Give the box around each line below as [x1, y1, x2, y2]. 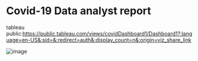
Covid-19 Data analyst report [6, 4, 151, 18]
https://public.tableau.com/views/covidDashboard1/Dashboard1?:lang [23, 30, 193, 37]
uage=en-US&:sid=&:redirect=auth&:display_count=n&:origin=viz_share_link [6, 36, 191, 43]
